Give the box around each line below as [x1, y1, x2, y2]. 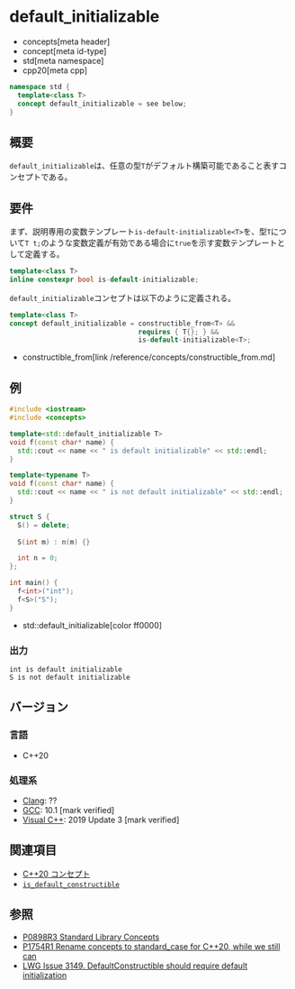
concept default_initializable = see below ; [17, 99, 187, 108]
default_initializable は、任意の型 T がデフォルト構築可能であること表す [9, 160, 280, 171]
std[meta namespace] [22, 55, 104, 66]
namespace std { [9, 82, 70, 91]
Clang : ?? [22, 795, 58, 806]
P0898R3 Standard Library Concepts [22, 931, 160, 942]
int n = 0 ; [17, 554, 58, 563]
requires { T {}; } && [138, 327, 219, 336]
